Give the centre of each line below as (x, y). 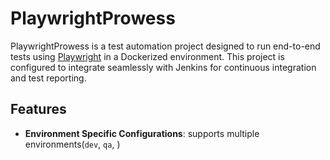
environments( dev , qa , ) (72, 144)
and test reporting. (48, 78)
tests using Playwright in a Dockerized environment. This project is (147, 56)
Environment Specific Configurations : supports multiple (142, 133)
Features (38, 109)
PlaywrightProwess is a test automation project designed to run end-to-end (165, 46)
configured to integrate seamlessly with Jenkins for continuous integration (163, 67)
